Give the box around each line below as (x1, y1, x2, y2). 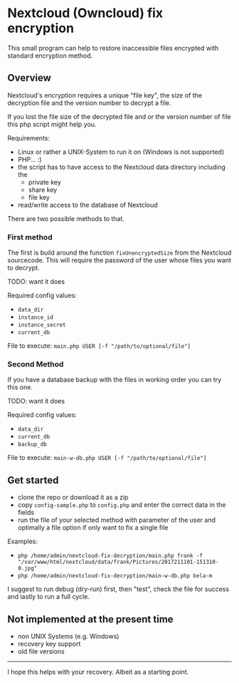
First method (7, 232, 53, 242)
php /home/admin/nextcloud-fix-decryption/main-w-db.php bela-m (17, 572, 213, 580)
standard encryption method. (7, 51, 93, 60)
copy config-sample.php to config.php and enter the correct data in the (17, 500, 226, 509)
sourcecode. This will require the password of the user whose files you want (7, 256, 231, 265)
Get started (7, 474, 59, 486)
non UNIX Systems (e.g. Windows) (17, 632, 119, 640)
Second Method (7, 359, 64, 369)
